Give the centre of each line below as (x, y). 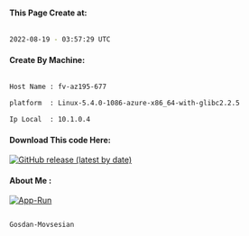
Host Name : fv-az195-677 (58, 87)
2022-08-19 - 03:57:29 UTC (60, 40)
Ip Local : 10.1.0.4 (50, 120)
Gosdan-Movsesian (42, 225)
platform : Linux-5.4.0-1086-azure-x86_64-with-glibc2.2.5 (125, 104)
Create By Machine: (47, 59)
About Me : (31, 180)
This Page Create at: (48, 13)
